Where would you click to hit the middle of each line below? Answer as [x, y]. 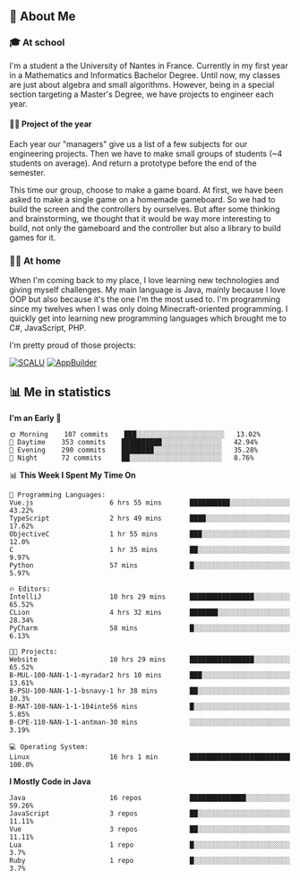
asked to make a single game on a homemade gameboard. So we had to [142, 199]
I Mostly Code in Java [50, 781]
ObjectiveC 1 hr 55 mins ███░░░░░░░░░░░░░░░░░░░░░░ [150, 534]
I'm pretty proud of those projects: [73, 345]
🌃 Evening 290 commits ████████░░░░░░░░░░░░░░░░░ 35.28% [133, 450]
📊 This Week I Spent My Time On [73, 475]
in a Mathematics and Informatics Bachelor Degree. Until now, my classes [145, 75]
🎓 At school [37, 43]
